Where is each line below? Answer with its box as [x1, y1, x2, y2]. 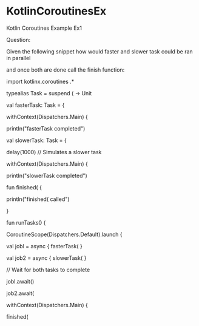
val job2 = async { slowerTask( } [6, 254, 87, 262]
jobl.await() [6, 277, 35, 285]
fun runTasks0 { [6, 219, 46, 226]
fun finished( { [6, 183, 42, 191]
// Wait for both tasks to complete [6, 266, 90, 273]
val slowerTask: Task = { [6, 137, 67, 144]
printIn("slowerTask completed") [6, 172, 88, 179]
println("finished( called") [6, 195, 70, 203]
